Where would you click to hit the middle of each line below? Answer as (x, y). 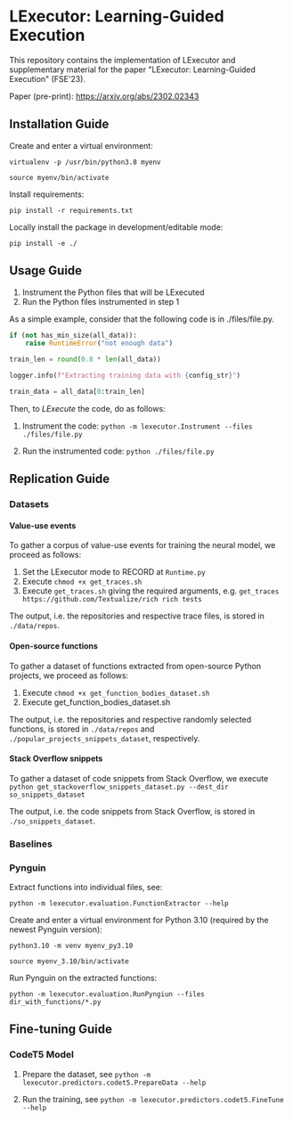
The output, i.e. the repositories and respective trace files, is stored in (137, 616)
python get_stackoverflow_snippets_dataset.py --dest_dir (119, 787)
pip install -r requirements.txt (71, 210)
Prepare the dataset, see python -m (86, 1074)
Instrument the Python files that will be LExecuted (113, 292)
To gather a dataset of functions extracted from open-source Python (135, 666)
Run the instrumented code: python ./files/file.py (118, 451)
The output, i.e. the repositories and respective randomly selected (130, 719)
